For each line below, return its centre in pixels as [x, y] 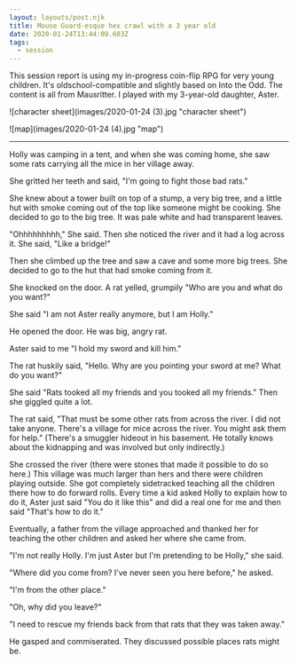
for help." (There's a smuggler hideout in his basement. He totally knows [141, 438]
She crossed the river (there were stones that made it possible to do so [139, 465]
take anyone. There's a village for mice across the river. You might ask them [148, 429]
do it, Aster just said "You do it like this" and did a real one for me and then [145, 502]
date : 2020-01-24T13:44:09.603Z [69, 34]
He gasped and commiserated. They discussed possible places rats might [144, 642]
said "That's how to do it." [56, 512]
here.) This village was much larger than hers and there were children [136, 474]
